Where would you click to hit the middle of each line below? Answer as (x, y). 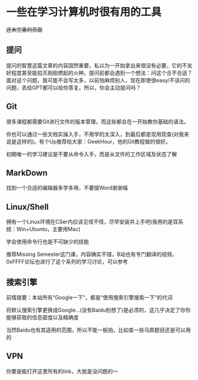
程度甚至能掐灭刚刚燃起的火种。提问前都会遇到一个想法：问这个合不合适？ (102, 73)
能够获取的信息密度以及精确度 (42, 317)
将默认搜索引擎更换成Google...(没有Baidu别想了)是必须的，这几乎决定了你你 (98, 310)
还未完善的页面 (24, 30)
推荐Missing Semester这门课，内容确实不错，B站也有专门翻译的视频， (92, 254)
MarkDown (27, 173)
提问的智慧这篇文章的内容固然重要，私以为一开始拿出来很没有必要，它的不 (97, 65)
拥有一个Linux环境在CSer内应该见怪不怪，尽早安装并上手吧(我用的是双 (92, 222)
